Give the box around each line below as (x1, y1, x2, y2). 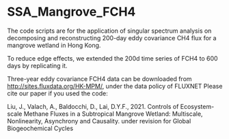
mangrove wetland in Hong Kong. (7, 41, 101, 49)
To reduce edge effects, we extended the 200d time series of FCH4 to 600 (7, 54, 218, 62)
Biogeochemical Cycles (7, 124, 74, 132)
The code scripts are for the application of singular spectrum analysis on (7, 27, 212, 35)
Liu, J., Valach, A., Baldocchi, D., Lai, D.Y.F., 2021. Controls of (7, 102, 179, 110)
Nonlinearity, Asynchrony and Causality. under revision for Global (7, 117, 191, 125)
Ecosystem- (180, 102, 215, 110)
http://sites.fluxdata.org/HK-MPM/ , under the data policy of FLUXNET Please (7, 82, 223, 90)
